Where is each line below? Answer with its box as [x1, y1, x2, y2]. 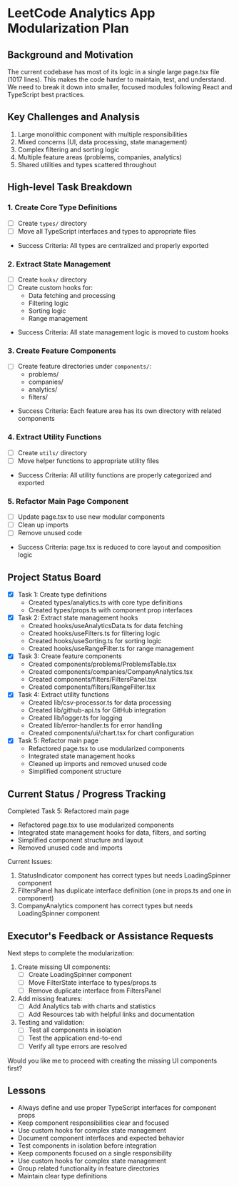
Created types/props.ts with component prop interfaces [28, 606, 193, 615]
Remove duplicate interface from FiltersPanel [28, 986, 162, 995]
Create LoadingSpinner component [28, 970, 132, 979]
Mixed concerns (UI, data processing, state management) [17, 137, 188, 146]
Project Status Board [7, 571, 101, 583]
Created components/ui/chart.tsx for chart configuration [28, 729, 195, 737]
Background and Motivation [7, 49, 133, 61]
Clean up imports [17, 520, 69, 530]
